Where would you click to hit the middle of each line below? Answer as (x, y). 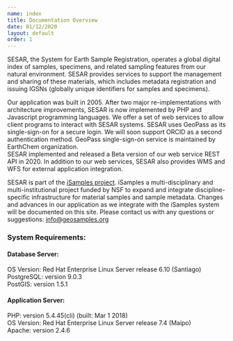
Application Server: (36, 300)
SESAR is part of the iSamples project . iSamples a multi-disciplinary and (110, 182)
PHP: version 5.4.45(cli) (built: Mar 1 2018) (68, 316)
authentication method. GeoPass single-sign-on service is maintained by (111, 139)
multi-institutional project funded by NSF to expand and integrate (100, 190)
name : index (24, 14)
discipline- (210, 190)
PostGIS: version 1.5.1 (38, 284)
